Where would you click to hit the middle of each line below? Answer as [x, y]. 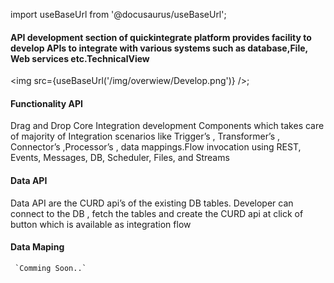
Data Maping [37, 247]
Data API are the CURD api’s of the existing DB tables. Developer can [152, 203]
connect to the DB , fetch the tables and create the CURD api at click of [157, 213]
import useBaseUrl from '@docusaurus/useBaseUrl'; [118, 14]
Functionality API [46, 103]
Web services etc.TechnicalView [80, 58]
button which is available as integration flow [101, 224]
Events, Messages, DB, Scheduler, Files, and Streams [120, 158]
